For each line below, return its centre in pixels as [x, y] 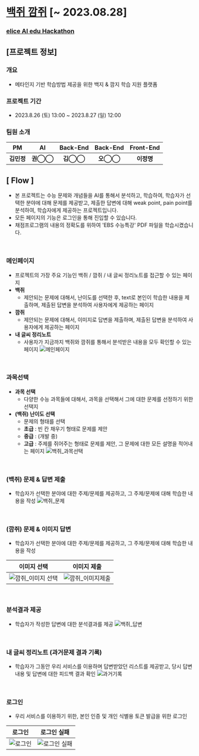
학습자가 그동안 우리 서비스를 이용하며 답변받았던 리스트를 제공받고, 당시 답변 [104, 666]
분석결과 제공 [24, 610]
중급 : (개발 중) [41, 436]
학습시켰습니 [179, 225]
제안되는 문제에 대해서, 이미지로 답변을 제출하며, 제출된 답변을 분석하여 [105, 320]
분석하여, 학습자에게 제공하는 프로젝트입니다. [67, 210]
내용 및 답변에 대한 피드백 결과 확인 [55, 673]
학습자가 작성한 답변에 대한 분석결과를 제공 [64, 624]
